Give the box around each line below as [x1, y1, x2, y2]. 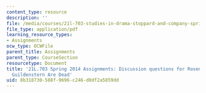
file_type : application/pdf [6, 26, 78, 32]
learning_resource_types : [6, 32, 72, 38]
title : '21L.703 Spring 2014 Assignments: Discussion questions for [6, 65, 185, 72]
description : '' [6, 15, 48, 21]
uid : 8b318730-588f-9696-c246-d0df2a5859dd [6, 77, 120, 83]
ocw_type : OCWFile [6, 43, 53, 50]
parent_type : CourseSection [6, 54, 78, 61]
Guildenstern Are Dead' [12, 72, 72, 78]
